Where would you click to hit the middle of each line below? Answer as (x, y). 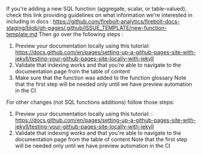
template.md (22, 34)
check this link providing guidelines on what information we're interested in (99, 15)
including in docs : (29, 21)
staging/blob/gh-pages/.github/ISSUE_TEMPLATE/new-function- (87, 28)
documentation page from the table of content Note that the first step (101, 139)
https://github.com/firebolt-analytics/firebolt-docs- (116, 21)
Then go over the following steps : (81, 34)
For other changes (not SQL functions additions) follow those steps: (90, 102)
